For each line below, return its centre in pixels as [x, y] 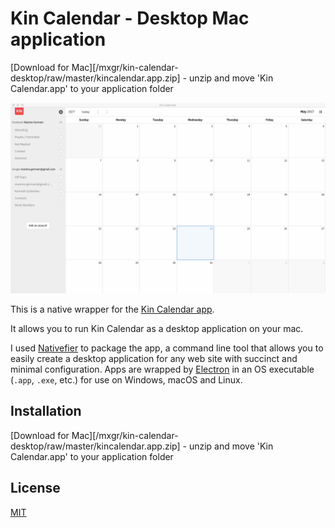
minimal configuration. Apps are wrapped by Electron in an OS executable [162, 369]
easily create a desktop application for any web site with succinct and [154, 359]
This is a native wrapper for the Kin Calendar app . [112, 309]
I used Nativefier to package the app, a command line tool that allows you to [167, 348]
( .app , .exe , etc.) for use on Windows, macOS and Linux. [126, 380]
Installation [46, 411]
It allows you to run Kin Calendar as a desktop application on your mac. [157, 329]
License [35, 488]
